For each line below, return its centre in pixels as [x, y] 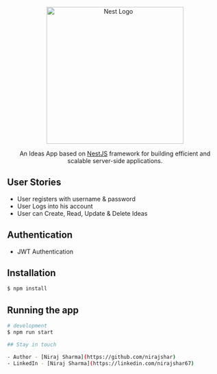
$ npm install [27, 289]
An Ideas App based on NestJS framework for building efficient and [115, 153]
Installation [31, 273]
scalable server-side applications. [115, 161]
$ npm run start [30, 332]
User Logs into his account [55, 206]
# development [27, 326]
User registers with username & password [76, 199]
